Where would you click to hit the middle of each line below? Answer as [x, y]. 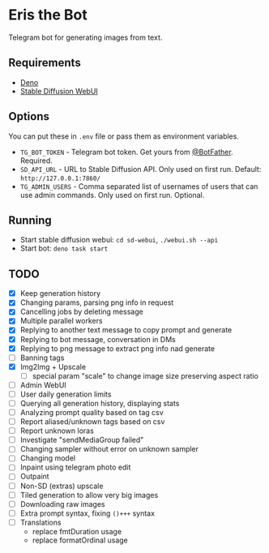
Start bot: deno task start [64, 248]
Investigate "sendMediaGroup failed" [82, 440]
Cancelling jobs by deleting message [81, 312]
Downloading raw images [62, 504]
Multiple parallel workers [61, 321]
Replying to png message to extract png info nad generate [117, 348]
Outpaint [35, 477]
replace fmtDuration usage [77, 531]
